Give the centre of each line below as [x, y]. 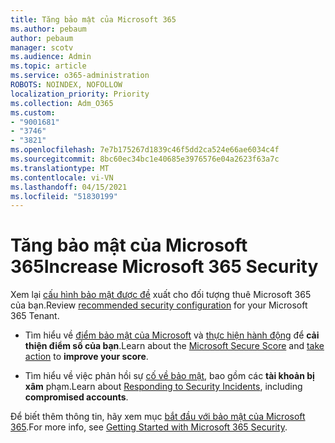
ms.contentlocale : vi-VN [62, 177]
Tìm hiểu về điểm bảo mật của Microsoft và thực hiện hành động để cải [172, 335]
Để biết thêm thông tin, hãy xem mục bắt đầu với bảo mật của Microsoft [158, 417]
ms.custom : [33, 112]
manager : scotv [42, 47]
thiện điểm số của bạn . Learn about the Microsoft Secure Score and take [174, 346]
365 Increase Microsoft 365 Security [164, 267]
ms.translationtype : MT [60, 168]
